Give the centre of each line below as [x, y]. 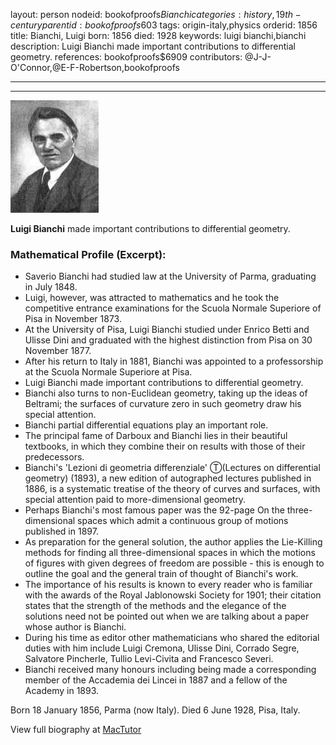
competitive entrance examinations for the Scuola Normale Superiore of [173, 308]
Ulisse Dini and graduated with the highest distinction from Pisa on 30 [168, 340]
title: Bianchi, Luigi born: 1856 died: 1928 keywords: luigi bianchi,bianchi [158, 35]
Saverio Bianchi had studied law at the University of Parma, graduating [170, 276]
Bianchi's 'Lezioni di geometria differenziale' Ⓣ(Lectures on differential [172, 468]
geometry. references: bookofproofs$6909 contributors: [126, 57]
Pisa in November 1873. [73, 319]
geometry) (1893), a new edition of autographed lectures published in [168, 478]
